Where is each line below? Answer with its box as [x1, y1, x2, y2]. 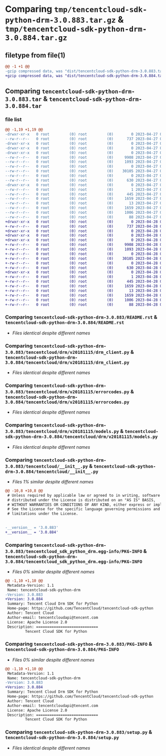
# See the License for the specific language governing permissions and [7, 507, 161, 512]
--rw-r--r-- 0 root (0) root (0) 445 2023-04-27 [5, 191, 158, 196]
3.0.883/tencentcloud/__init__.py [5, 464, 88, 469]
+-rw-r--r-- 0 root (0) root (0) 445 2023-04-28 [5, 279, 158, 284]
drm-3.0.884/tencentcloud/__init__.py [5, 469, 99, 474]
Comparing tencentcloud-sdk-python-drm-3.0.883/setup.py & [5, 729, 152, 736]
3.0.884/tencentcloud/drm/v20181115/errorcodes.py [5, 399, 129, 405]
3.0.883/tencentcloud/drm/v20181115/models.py [5, 429, 120, 434]
